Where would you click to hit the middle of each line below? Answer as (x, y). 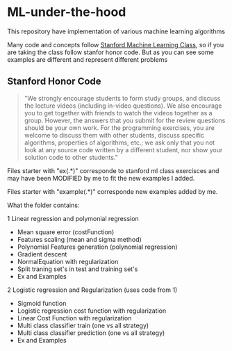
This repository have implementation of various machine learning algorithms (116, 31)
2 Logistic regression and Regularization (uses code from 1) (92, 290)
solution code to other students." (71, 157)
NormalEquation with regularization (68, 261)
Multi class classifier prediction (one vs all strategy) (91, 333)
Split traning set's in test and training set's (77, 269)
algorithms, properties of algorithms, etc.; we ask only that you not (119, 142)
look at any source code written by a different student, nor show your (123, 149)
